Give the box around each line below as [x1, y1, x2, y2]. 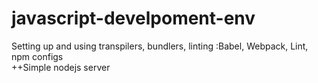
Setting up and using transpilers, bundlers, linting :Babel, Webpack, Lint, [11, 40, 309, 52]
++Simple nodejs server [11, 61, 111, 73]
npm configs [11, 50, 64, 62]
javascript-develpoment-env [11, 7, 256, 30]
